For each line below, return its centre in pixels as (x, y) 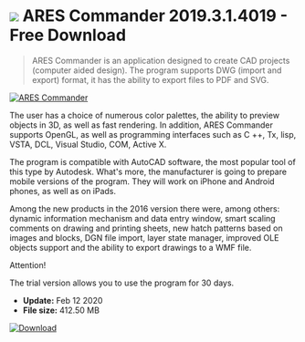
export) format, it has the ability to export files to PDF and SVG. (150, 79)
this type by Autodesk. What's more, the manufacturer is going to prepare (148, 171)
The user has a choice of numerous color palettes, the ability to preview (145, 115)
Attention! (28, 264)
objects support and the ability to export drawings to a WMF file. (131, 247)
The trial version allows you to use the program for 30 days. (122, 283)
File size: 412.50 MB (61, 310)
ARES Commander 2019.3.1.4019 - (155, 16)
